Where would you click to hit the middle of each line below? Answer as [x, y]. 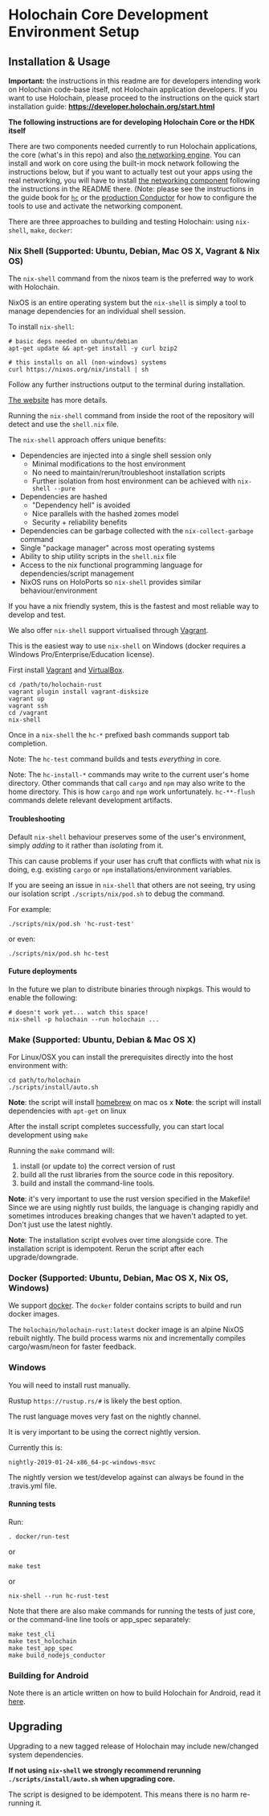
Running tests [32, 1504]
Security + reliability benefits [79, 522]
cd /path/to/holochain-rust [55, 685]
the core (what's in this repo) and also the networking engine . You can [124, 155]
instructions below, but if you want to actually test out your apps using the [130, 172]
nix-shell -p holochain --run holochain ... [84, 1019]
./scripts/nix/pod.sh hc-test [59, 953]
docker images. [34, 1314]
